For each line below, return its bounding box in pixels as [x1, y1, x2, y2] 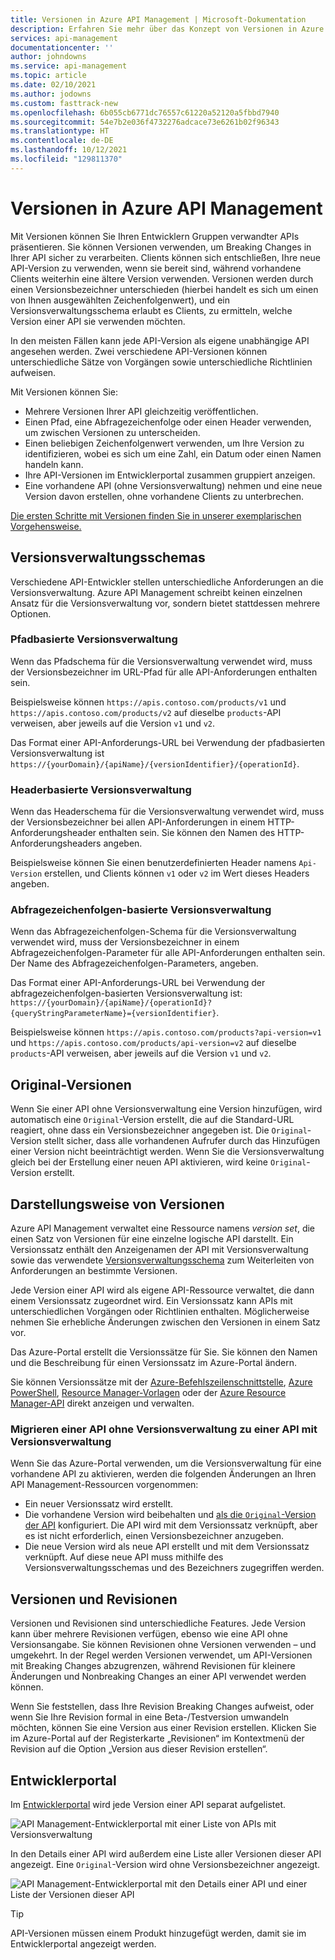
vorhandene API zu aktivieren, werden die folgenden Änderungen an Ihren [10, 1468, 317, 1480]
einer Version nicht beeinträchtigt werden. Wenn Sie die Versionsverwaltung [10, 1146, 325, 1158]
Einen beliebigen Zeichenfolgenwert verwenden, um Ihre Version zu [24, 437, 305, 449]
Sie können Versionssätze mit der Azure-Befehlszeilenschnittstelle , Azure [10, 1376, 313, 1388]
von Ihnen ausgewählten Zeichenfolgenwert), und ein [10, 294, 230, 306]
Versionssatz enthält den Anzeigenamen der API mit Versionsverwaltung [10, 1244, 309, 1256]
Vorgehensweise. [10, 520, 82, 532]
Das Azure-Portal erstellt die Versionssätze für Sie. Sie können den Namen [10, 1346, 318, 1358]
